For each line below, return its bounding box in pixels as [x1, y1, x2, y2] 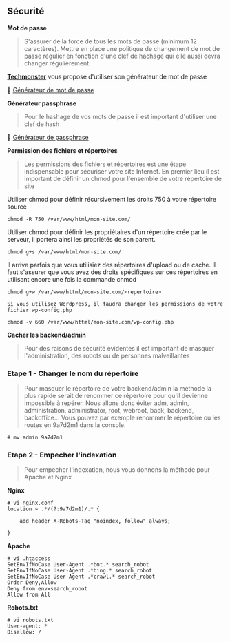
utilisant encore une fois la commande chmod [7, 275, 136, 283]
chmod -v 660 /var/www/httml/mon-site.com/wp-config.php [7, 318, 174, 326]
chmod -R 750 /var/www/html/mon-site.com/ [7, 216, 131, 222]
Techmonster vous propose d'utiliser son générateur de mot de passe [7, 72, 207, 81]
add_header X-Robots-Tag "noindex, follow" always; [19, 518, 171, 525]
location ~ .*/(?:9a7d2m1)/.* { [7, 506, 100, 512]
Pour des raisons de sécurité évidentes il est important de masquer [23, 344, 215, 352]
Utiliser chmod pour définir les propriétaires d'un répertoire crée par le [7, 227, 207, 236]
